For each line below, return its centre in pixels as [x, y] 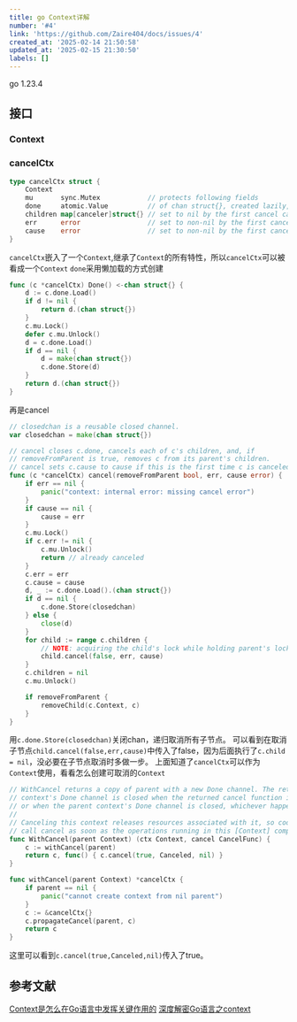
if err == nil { [55, 484]
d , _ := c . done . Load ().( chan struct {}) [99, 591]
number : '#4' [33, 26]
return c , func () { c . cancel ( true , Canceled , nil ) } [124, 856]
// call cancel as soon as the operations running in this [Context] [140, 831]
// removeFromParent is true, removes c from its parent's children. [140, 459]
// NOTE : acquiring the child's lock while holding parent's [156, 648]
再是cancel [29, 410]
